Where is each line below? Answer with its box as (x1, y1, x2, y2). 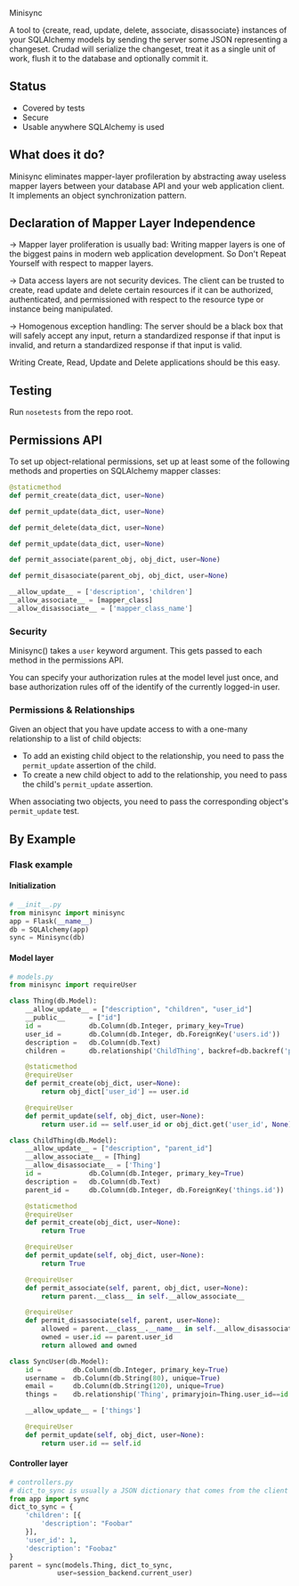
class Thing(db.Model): (9, 996, 98, 1005)
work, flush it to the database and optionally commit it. (9, 53, 209, 63)
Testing (9, 383, 53, 398)
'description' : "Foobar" (41, 1519, 133, 1528)
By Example (9, 832, 77, 847)
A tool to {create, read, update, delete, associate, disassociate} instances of (9, 25, 287, 35)
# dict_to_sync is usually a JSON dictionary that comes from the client (9, 1486, 289, 1495)
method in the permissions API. (9, 655, 125, 666)
